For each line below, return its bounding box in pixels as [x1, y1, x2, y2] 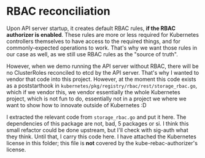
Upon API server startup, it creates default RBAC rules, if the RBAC [6, 24, 176, 32]
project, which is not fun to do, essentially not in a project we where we [6, 95, 187, 102]
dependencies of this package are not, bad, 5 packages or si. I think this [6, 119, 189, 127]
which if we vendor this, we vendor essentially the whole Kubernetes [6, 88, 180, 96]
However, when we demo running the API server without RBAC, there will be [6, 62, 199, 70]
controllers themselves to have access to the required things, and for [6, 37, 181, 45]
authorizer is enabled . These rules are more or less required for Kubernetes [6, 31, 199, 38]
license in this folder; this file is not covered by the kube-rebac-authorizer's [6, 139, 198, 146]
